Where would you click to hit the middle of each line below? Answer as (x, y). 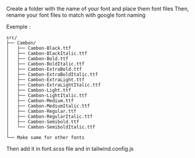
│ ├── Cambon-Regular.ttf (42, 111)
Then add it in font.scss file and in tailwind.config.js (70, 149)
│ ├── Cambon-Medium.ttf (40, 101)
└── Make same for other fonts (45, 138)
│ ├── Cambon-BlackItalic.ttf (47, 53)
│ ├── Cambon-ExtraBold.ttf (44, 69)
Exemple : (19, 27)
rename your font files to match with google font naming (76, 15)
